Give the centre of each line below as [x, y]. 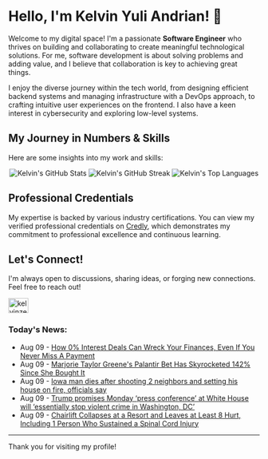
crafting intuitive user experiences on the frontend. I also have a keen [122, 105]
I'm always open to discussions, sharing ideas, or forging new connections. [132, 279]
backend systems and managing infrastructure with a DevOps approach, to [132, 96]
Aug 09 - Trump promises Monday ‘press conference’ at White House [134, 398]
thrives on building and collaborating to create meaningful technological [126, 46]
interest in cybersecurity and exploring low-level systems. [103, 113]
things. [20, 72]
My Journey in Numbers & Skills [89, 138]
